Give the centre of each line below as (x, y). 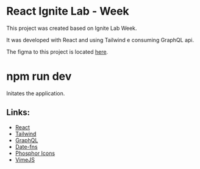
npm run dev (39, 77)
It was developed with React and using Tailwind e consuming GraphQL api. (100, 40)
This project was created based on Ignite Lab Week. (72, 28)
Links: (18, 113)
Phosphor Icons (35, 153)
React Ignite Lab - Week (68, 11)
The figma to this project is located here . (57, 52)
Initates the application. (36, 93)
